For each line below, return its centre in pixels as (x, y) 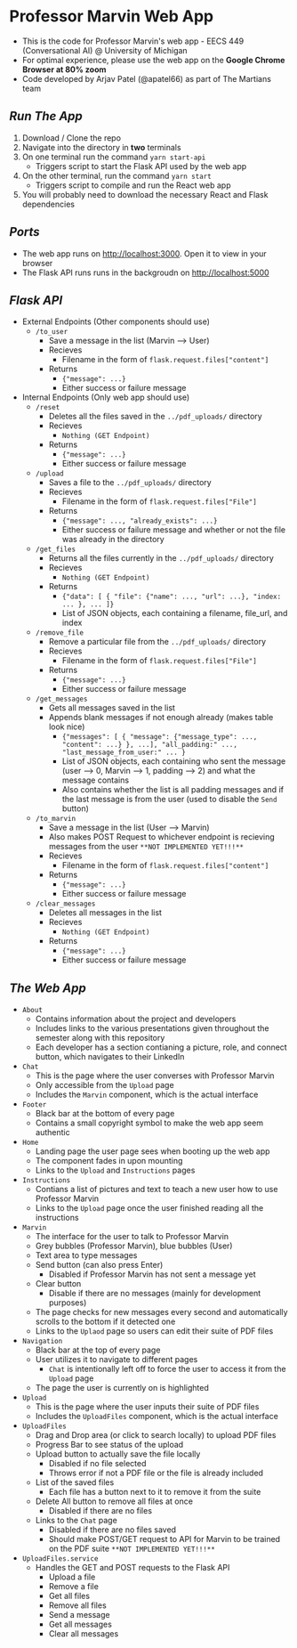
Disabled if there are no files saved (112, 1530)
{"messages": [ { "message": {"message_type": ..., (160, 737)
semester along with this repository (100, 1038)
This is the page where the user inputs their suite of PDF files (147, 1407)
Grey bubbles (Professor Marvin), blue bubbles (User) (134, 1246)
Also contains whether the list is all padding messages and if (173, 790)
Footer (34, 1105)
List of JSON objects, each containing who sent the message (174, 761)
